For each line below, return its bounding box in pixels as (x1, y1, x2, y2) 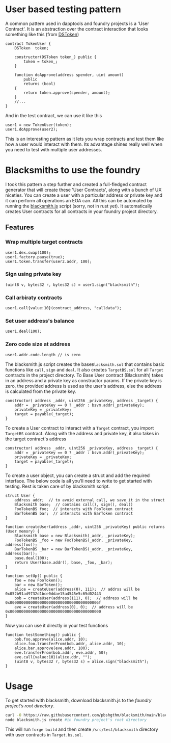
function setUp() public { (5, 573, 63, 578)
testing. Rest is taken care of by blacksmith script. (5, 483, 110, 489)
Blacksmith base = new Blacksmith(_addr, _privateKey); (14, 533, 136, 538)
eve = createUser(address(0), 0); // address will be (14, 604, 133, 609)
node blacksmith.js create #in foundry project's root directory (5, 717, 147, 722)
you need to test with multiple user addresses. (5, 146, 103, 152)
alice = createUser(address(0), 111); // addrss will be (14, 587, 140, 592)
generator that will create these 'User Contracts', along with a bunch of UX (5, 187, 162, 193)
